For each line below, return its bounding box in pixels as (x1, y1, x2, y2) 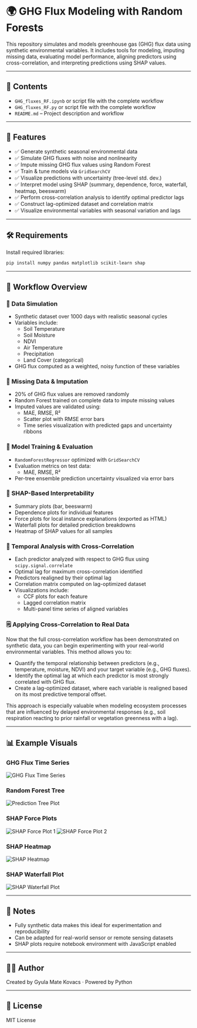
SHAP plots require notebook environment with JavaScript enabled (14, 941, 176, 948)
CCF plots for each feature (23, 593, 88, 600)
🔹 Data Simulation (6, 300, 58, 308)
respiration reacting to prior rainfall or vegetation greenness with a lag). (6, 715, 179, 722)
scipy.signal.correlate (14, 563, 73, 569)
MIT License (6, 1016, 36, 1023)
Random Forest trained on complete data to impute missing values (14, 397, 175, 404)
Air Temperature (23, 344, 63, 351)
